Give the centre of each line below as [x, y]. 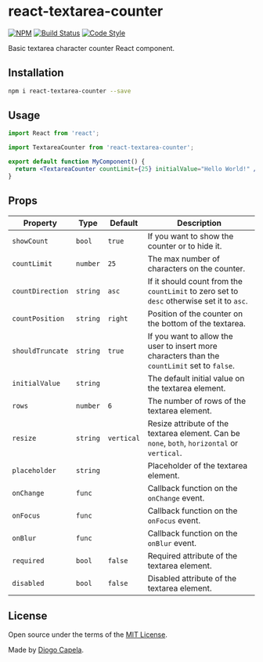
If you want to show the [191, 236]
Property [40, 223]
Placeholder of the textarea [198, 465]
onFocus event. [174, 520]
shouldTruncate [40, 351]
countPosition [38, 318]
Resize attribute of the [188, 424]
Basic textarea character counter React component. [91, 48]
